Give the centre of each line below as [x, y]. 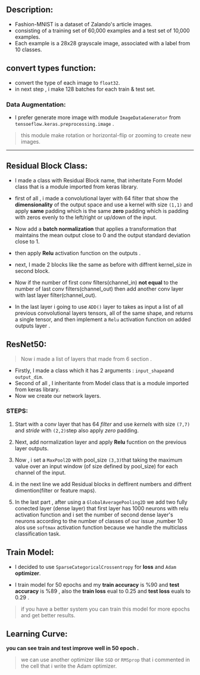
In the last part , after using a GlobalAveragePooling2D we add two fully [101, 502]
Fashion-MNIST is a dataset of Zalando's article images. [84, 24]
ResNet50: [26, 344]
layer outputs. [32, 448]
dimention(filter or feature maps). [55, 490]
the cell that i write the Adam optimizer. [69, 666]
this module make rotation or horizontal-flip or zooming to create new [106, 135]
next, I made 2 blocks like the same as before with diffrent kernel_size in [103, 264]
